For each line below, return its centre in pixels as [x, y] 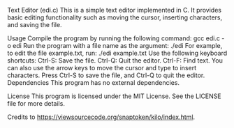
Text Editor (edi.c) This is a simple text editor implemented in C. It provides [115, 10]
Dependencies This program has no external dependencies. [94, 82]
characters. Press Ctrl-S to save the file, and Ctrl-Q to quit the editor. [106, 75]
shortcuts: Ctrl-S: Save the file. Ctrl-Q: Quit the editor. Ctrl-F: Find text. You [115, 61]
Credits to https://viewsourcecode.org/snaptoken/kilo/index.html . [101, 117]
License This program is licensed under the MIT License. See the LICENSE [114, 96]
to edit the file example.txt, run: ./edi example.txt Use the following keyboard [117, 53]
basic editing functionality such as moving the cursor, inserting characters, [115, 17]
